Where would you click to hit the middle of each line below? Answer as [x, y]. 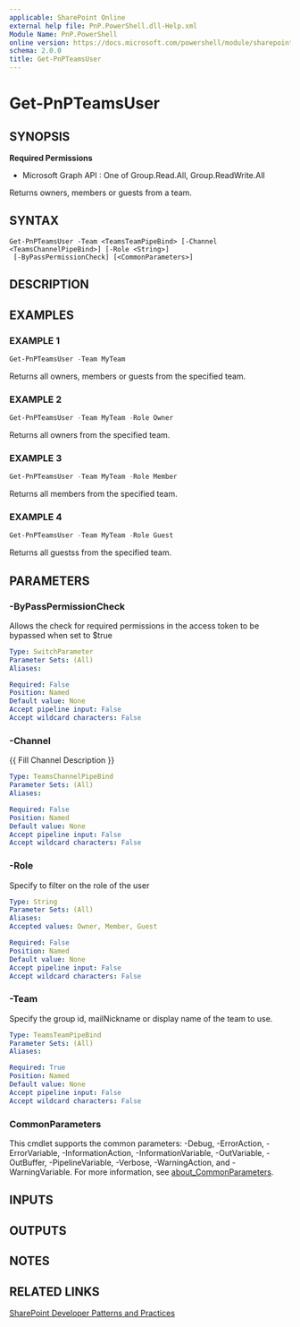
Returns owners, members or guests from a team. [100, 193]
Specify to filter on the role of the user [79, 885]
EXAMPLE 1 [35, 340]
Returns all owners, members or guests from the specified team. [128, 376]
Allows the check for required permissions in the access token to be [134, 625]
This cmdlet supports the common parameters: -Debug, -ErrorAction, [137, 1143]
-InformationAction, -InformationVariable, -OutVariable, [163, 1153]
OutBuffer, [28, 1163]
